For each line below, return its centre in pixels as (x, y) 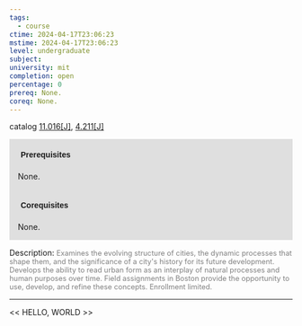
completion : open (42, 76)
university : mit (40, 68)
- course (34, 26)
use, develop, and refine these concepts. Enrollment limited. (111, 287)
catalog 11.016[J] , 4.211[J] (57, 127)
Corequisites (45, 206)
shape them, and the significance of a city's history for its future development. (142, 262)
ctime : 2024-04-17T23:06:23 (62, 34)
